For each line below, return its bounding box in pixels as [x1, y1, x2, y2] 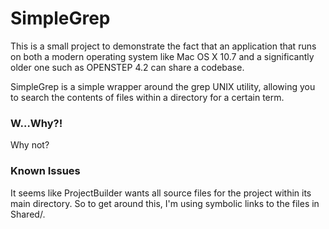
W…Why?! [10, 116, 63, 130]
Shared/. [10, 208, 46, 220]
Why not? [10, 139, 50, 151]
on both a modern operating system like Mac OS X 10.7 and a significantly [10, 50, 315, 62]
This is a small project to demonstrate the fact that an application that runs [10, 40, 317, 52]
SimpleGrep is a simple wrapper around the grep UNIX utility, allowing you [10, 80, 316, 92]
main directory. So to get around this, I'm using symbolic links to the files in [10, 197, 320, 209]
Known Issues [10, 164, 81, 178]
